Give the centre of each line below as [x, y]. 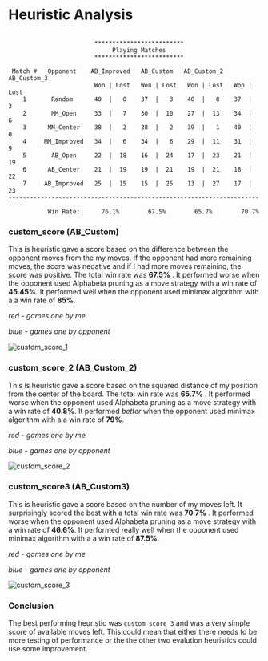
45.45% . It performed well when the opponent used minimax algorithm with [134, 292]
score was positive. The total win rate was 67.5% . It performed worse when [134, 275]
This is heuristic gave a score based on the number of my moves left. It [125, 504]
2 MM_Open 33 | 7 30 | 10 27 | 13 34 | [137, 113]
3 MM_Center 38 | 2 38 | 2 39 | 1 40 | [137, 127]
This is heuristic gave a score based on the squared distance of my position [133, 385]
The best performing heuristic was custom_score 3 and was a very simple [129, 623]
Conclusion [31, 606]
